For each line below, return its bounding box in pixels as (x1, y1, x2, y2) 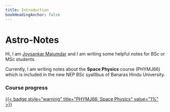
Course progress (5, 85, 48, 92)
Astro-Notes (5, 34, 60, 46)
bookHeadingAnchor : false (5, 12, 60, 17)
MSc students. (5, 57, 36, 63)
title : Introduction (5, 7, 49, 13)
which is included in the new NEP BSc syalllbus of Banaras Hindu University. (5, 72, 165, 78)
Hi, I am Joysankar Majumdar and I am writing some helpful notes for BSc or (5, 51, 165, 57)
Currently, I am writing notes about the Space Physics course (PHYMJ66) (5, 66, 160, 72)
